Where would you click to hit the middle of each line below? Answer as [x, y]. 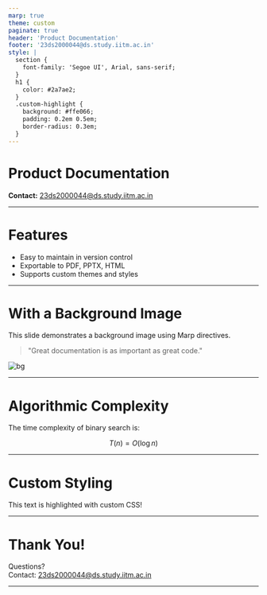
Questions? [27, 566]
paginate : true [33, 30]
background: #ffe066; [58, 112]
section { [31, 60]
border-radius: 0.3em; [60, 126]
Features [38, 235]
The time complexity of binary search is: [74, 428]
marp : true [26, 16]
